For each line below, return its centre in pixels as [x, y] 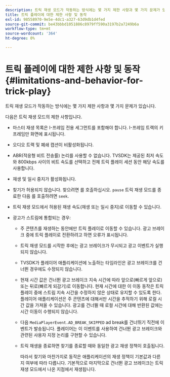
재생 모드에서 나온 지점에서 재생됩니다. [58, 369]
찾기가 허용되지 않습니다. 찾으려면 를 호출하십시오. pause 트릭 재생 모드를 [84, 190]
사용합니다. [24, 168]
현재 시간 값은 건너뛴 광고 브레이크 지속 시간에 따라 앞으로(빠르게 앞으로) [91, 280]
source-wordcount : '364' [31, 33]
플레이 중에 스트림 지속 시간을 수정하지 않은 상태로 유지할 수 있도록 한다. [91, 292]
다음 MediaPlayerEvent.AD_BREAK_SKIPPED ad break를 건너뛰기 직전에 [90, 322]
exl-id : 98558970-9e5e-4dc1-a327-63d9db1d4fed [55, 19]
